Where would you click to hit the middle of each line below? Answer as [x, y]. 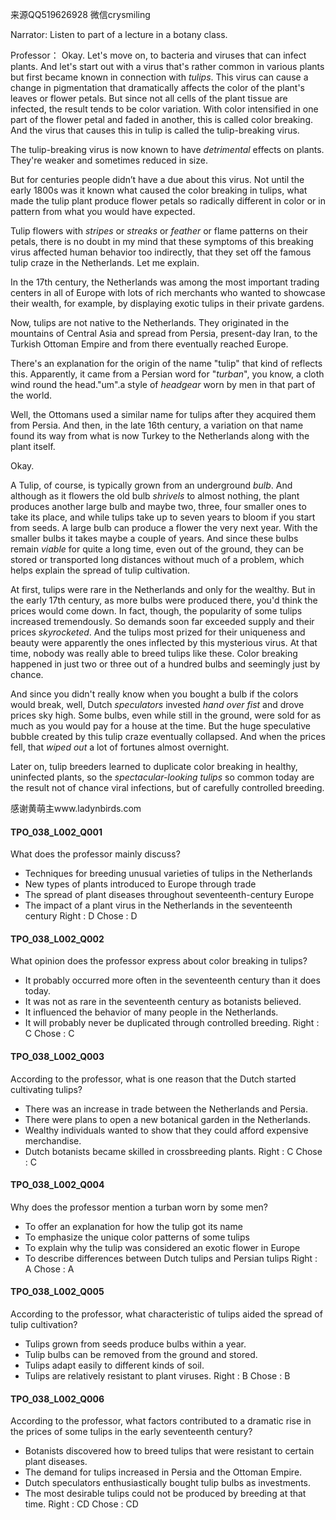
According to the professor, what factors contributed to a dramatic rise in [161, 1421]
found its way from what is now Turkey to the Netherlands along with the [160, 436]
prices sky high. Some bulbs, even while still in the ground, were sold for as [166, 715]
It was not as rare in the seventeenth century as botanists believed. [163, 1002]
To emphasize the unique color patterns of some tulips [137, 1237]
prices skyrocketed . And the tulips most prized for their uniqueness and [158, 632]
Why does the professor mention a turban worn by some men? [139, 1207]
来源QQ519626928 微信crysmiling [80, 14]
